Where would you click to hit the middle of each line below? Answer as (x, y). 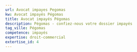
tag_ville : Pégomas (25, 28)
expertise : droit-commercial (35, 38)
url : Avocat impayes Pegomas (35, 10)
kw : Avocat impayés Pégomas (34, 14)
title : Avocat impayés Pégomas (38, 19)
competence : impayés (27, 33)
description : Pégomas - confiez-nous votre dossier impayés (69, 24)
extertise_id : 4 (22, 42)
